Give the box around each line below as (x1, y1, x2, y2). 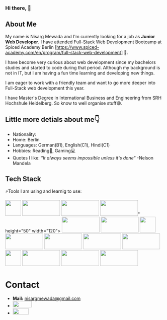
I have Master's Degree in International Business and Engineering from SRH (5, 95, 162, 101)
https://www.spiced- (56, 44, 100, 50)
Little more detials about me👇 (5, 115, 100, 124)
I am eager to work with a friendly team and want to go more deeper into (5, 79, 156, 86)
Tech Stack (5, 175, 41, 183)
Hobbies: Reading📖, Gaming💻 (12, 147, 75, 153)
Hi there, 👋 (5, 5, 32, 12)
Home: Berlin (12, 136, 40, 142)
